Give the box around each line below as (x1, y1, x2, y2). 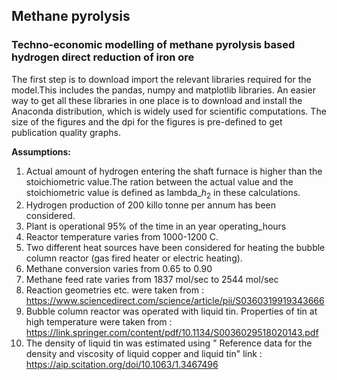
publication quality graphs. (11, 126, 121, 138)
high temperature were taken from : (25, 316, 173, 328)
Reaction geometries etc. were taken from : (25, 284, 204, 296)
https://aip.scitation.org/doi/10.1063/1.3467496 (25, 359, 219, 371)
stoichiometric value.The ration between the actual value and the (25, 175, 294, 188)
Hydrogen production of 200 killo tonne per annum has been (25, 199, 277, 211)
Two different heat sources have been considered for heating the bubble (25, 242, 326, 254)
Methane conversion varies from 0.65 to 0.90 (25, 263, 213, 275)
